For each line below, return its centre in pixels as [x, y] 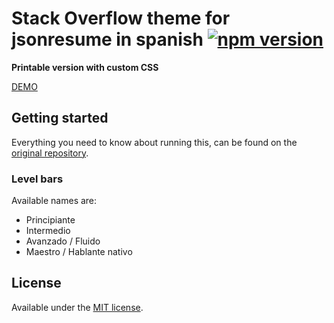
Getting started [60, 118]
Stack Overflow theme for [121, 18]
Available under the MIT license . [77, 307]
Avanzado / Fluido [63, 241]
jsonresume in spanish [107, 39]
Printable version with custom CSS [85, 67]
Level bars [37, 179]
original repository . [50, 153]
